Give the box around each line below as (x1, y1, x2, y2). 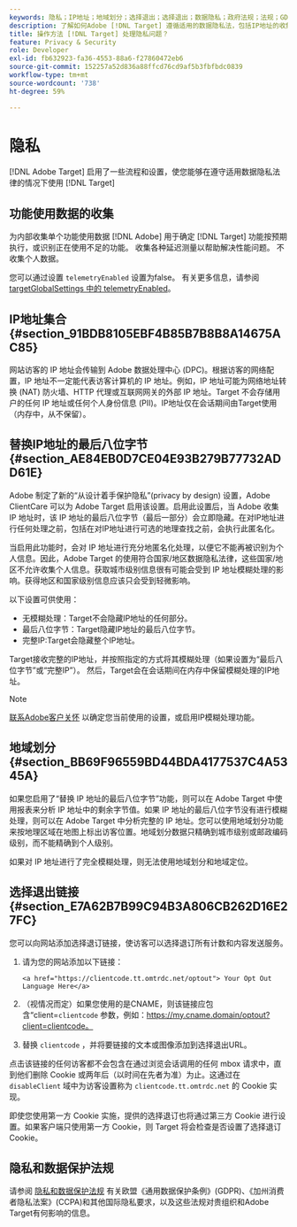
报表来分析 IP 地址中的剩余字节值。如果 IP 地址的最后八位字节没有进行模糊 (16, 804, 288, 814)
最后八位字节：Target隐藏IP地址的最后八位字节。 (21, 623, 201, 634)
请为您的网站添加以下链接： (21, 956, 124, 967)
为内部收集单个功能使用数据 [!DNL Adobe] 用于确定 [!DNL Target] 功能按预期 (9, 231, 287, 242)
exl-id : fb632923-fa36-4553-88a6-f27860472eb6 (9, 54, 184, 63)
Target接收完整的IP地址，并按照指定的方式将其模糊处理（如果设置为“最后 (9, 653, 276, 664)
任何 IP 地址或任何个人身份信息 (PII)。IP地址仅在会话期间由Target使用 (24, 397, 278, 408)
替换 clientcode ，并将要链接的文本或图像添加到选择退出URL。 (21, 1039, 252, 1050)
